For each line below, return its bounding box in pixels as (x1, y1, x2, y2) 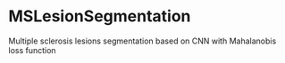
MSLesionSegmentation (8, 6, 191, 27)
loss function (8, 44, 56, 55)
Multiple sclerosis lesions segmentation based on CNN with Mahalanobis (8, 35, 277, 46)
